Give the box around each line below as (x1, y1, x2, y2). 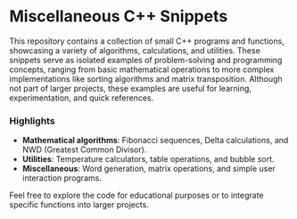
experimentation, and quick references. (9, 92, 154, 103)
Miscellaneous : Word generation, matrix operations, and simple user (21, 163, 276, 174)
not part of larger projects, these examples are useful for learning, (9, 83, 252, 93)
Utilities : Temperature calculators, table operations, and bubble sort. (21, 154, 275, 165)
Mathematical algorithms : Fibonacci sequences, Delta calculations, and (21, 135, 289, 146)
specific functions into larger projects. (9, 199, 149, 210)
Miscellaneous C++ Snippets (9, 6, 228, 27)
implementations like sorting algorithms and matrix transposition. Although (9, 73, 283, 84)
